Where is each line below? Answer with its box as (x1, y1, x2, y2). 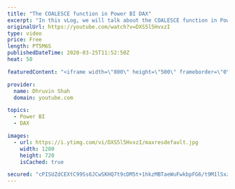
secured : (7, 171, 33, 178)
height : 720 (20, 152, 55, 159)
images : (7, 132, 30, 139)
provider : (7, 81, 36, 88)
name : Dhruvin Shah (13, 87, 71, 94)
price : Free (7, 36, 42, 43)
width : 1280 (20, 145, 55, 153)
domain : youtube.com (13, 94, 73, 101)
